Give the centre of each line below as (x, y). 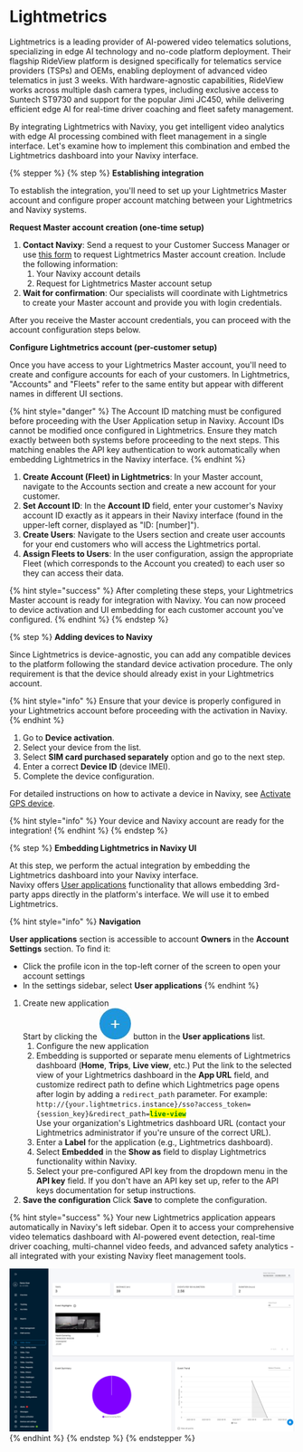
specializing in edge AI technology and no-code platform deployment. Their (150, 51)
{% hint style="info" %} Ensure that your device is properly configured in (146, 701)
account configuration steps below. (75, 330)
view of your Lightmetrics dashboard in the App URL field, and (152, 1075)
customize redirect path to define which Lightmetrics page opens (158, 1084)
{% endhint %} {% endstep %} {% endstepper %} (103, 1438)
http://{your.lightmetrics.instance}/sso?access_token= (143, 1104)
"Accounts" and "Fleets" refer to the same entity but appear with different (147, 384)
